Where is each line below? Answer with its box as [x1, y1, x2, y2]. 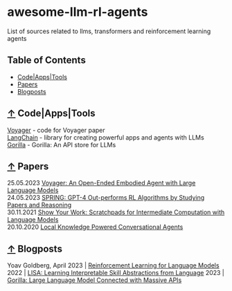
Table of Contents [7, 55, 87, 66]
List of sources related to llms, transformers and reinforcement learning [7, 27, 211, 35]
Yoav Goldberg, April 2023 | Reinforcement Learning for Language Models [7, 261, 220, 270]
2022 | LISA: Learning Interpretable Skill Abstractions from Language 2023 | [7, 269, 225, 277]
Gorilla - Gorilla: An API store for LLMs [7, 140, 116, 149]
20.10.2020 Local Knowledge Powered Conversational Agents [7, 223, 184, 232]
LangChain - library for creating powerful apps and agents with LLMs [7, 133, 204, 142]
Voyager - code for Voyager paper [7, 126, 105, 134]
